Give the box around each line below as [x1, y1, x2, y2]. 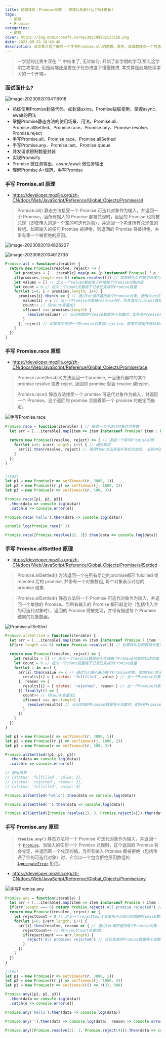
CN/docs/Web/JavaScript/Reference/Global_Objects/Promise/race [12, 364, 148, 370]
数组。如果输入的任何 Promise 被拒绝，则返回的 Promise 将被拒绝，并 [17, 226, 160, 232]
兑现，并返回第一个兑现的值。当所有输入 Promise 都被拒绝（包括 [21, 848, 154, 854]
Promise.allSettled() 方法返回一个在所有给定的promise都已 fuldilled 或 [17, 572, 159, 578]
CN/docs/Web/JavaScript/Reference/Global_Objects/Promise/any [12, 876, 146, 882]
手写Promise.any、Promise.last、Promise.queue [12, 142, 111, 148]
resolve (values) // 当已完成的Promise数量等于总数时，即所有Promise [27, 312, 160, 317]
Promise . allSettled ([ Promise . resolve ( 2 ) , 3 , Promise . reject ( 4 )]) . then [5, 811, 154, 816]
